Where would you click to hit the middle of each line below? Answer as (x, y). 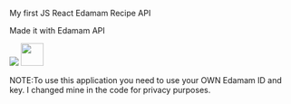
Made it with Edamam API (58, 30)
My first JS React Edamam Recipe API (80, 13)
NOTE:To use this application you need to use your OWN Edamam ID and (146, 80)
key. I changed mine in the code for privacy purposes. (110, 90)
